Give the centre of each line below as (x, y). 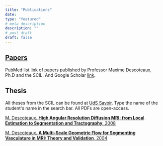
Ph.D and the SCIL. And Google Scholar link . (50, 75)
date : (11, 14)
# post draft (19, 33)
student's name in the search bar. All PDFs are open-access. (67, 108)
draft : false (19, 38)
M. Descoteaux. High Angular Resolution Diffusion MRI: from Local (75, 118)
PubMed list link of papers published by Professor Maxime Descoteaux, (78, 70)
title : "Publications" (29, 10)
